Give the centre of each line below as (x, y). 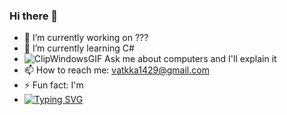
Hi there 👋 (34, 16)
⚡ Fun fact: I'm (53, 85)
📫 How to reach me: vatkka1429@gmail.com (116, 70)
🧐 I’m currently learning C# (79, 48)
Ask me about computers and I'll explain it (190, 59)
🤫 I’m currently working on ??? (86, 38)
